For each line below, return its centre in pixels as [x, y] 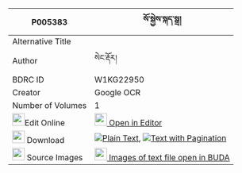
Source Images [55, 158]
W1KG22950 [119, 80]
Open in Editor [136, 123]
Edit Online [45, 123]
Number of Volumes [50, 105]
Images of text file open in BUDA [169, 158]
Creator [27, 92]
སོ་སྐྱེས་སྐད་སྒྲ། [162, 19]
